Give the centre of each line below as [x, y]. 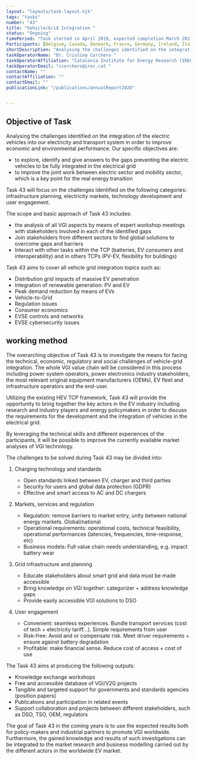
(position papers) [35, 696]
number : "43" [22, 22]
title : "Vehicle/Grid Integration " [51, 28]
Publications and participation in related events [71, 702]
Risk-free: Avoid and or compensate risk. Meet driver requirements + [106, 635]
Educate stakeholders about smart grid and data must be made [99, 576]
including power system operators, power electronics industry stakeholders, [98, 373]
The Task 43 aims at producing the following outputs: [70, 665]
